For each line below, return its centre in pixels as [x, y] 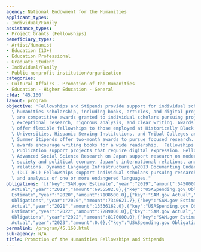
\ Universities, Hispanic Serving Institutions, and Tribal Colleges [100, 134]
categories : [21, 78]
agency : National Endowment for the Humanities [67, 12]
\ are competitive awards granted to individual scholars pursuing [98, 117]
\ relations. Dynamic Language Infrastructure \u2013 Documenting [96, 167]
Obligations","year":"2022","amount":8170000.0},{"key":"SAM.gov [95, 217]
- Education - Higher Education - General [60, 90]
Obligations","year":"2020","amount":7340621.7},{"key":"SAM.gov [95, 201]
